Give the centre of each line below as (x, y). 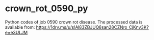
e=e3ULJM (16, 32)
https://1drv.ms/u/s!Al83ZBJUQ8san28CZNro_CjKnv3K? (92, 27)
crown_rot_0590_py (47, 9)
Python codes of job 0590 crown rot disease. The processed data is (74, 22)
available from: (20, 27)
